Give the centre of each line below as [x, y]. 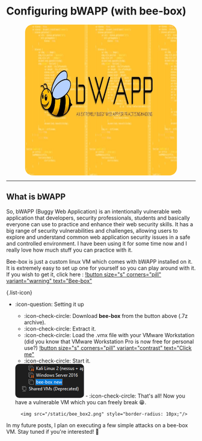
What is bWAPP [36, 197]
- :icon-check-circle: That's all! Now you [135, 396]
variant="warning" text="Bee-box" [49, 281]
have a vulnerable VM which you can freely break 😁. [81, 402]
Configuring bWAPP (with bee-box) [96, 11]
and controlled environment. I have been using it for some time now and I [97, 243]
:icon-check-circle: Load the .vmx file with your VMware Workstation [109, 335]
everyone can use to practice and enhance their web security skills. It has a [100, 224]
